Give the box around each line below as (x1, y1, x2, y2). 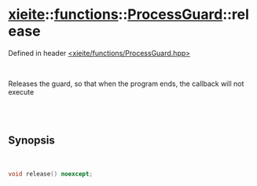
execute (8, 87, 35, 96)
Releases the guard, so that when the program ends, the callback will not (8, 79, 244, 88)
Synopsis (8, 134, 55, 147)
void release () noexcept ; (8, 169, 93, 178)
